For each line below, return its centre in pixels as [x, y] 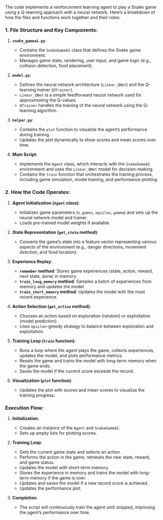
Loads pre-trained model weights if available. [65, 223]
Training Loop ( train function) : [44, 341]
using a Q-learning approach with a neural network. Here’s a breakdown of [80, 12]
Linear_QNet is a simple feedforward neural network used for [80, 95]
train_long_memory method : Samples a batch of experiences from [85, 281]
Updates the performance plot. [51, 488]
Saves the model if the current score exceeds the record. [77, 371]
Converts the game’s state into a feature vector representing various [88, 242]
